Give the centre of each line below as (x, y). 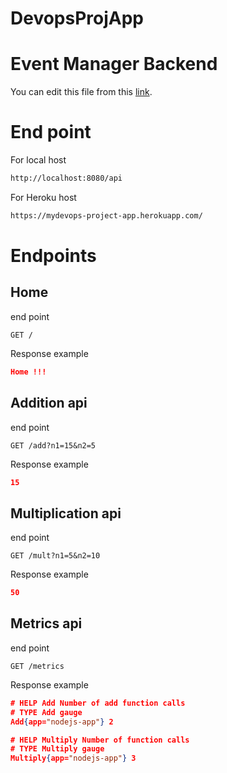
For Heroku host (43, 197)
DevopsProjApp (77, 18)
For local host (38, 160)
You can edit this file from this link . (81, 92)
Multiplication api (66, 513)
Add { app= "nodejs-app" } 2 (62, 722)
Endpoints (53, 256)
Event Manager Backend (114, 64)
